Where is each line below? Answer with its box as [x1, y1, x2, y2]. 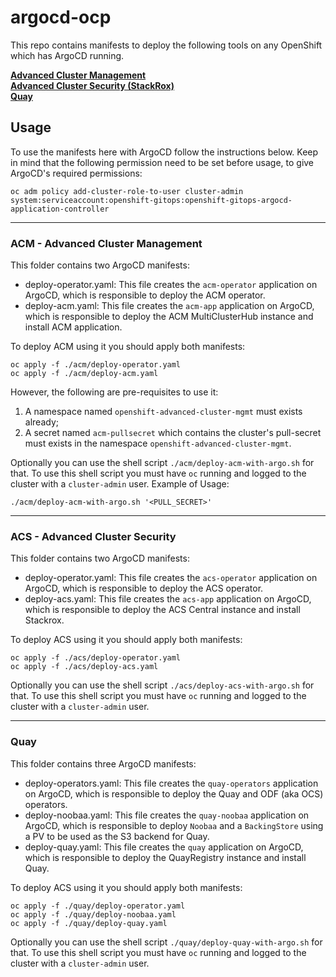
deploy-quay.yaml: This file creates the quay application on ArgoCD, [24, 841, 304, 853]
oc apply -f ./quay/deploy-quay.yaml [10, 918, 168, 928]
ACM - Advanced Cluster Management [10, 236, 203, 250]
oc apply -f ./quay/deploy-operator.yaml [10, 901, 186, 911]
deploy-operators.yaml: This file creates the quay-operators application [24, 777, 319, 789]
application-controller [10, 204, 110, 214]
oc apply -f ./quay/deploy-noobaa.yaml [10, 909, 177, 920]
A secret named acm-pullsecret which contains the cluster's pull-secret [24, 427, 322, 439]
